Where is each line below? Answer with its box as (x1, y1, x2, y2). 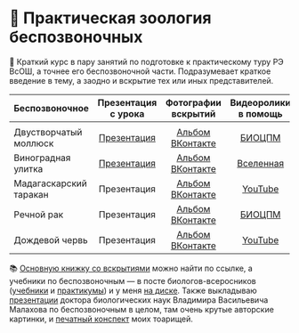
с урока (109, 107, 145, 119)
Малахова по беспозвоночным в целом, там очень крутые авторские (9, 304, 274, 314)
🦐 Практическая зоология (9, 8, 212, 28)
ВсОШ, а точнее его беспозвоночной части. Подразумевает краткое (9, 66, 271, 77)
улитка (13, 162, 44, 175)
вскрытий (171, 107, 216, 119)
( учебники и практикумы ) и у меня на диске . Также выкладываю (9, 285, 258, 296)
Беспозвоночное (13, 102, 89, 114)
